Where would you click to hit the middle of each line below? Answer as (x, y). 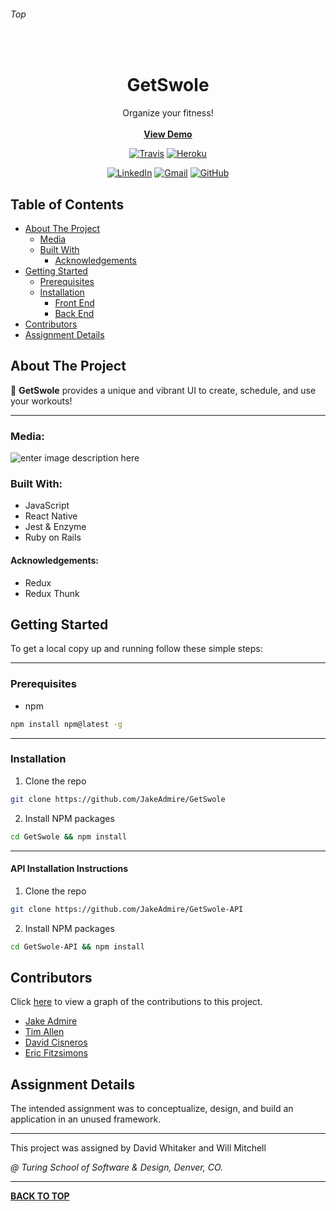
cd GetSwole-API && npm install (77, 946)
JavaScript (47, 506)
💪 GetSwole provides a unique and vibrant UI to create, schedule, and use (163, 390)
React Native (51, 516)
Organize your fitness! (168, 113)
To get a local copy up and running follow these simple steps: (136, 649)
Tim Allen (44, 1032)
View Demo (168, 134)
